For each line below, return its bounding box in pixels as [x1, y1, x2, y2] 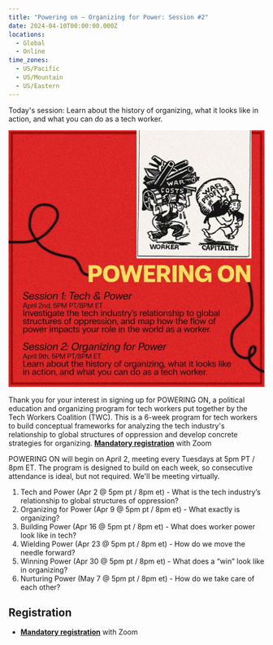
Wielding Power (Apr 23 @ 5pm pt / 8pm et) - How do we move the [19, 538, 245, 549]
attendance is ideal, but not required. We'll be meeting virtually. [8, 471, 220, 480]
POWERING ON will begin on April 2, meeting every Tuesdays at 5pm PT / [8, 454, 255, 463]
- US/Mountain [15, 73, 63, 81]
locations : [8, 30, 45, 38]
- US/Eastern [15, 81, 60, 90]
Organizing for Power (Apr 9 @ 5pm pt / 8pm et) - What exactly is [19, 504, 240, 514]
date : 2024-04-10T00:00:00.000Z [8, 21, 118, 30]
